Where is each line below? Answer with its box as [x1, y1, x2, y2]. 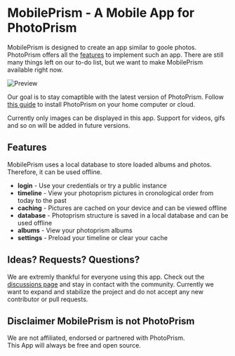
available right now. [7, 65, 64, 74]
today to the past [17, 196, 67, 204]
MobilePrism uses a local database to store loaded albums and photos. [7, 160, 212, 169]
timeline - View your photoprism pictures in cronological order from [17, 188, 214, 197]
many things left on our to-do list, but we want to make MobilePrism [7, 58, 203, 66]
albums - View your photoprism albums [17, 226, 133, 235]
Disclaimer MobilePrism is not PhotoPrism [7, 315, 195, 327]
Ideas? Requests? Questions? [7, 254, 140, 266]
